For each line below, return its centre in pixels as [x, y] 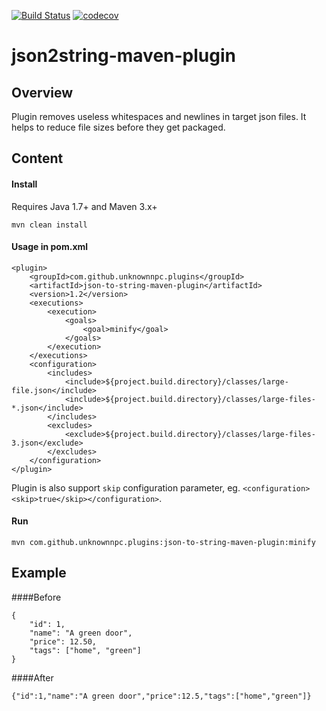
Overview [42, 92]
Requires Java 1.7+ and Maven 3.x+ [84, 206]
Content [37, 158]
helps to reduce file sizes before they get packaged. [118, 127]
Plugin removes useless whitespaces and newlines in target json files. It [159, 116]
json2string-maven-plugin [123, 56]
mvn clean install [49, 225]
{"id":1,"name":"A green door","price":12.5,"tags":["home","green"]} [161, 696]
